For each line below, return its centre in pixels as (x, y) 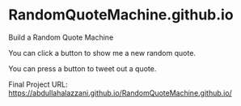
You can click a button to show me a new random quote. (102, 53)
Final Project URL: (38, 84)
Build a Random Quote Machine (61, 37)
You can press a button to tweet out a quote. (82, 68)
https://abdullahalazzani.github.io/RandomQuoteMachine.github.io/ (120, 93)
